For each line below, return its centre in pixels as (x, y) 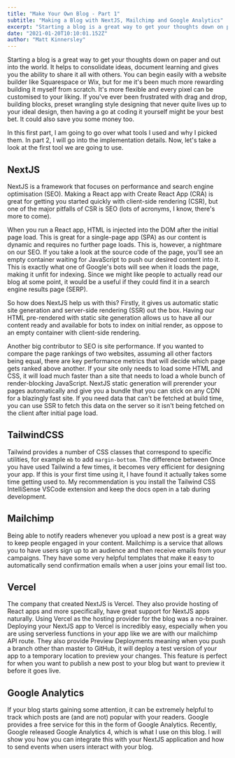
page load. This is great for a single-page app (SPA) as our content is (107, 237)
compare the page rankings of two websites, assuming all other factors (110, 353)
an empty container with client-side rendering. (74, 332)
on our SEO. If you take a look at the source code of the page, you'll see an (115, 252)
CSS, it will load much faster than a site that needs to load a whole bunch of (116, 376)
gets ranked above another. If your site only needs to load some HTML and (115, 368)
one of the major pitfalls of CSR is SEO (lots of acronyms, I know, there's (111, 209)
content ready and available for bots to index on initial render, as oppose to (115, 325)
